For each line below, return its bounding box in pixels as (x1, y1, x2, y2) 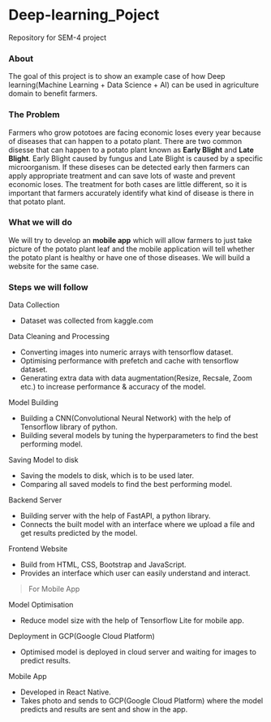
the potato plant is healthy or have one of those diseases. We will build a (8, 252, 251, 262)
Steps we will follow (8, 281, 88, 293)
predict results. (19, 656, 71, 666)
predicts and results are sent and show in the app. (19, 705, 188, 715)
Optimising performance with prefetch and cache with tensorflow (19, 356, 239, 366)
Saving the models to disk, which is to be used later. (19, 471, 195, 481)
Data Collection (8, 300, 60, 310)
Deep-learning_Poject (8, 6, 160, 24)
